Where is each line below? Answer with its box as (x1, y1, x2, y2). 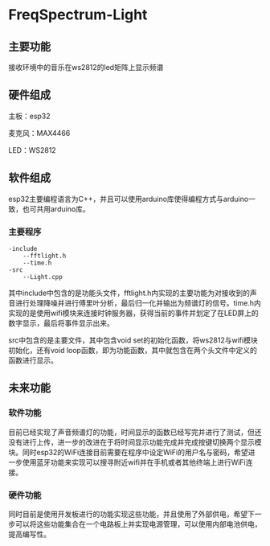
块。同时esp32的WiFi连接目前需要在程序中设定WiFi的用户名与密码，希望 (8, 447, 248, 457)
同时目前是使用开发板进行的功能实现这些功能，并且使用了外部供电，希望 (8, 509, 247, 519)
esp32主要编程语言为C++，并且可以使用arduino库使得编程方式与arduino (8, 194, 249, 203)
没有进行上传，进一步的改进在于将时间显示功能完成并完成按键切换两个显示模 (8, 437, 262, 447)
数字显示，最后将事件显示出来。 (8, 318, 114, 327)
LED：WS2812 (8, 145, 56, 154)
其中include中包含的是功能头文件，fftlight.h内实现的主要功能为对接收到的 (8, 288, 251, 298)
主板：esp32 (8, 111, 51, 121)
